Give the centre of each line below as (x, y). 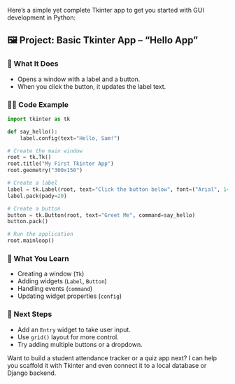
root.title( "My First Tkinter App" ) (60, 164)
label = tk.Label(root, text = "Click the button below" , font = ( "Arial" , (114, 189)
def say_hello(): (33, 131)
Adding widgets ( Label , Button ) (62, 281)
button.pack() (28, 222)
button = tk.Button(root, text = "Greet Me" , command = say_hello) (101, 215)
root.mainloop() (31, 241)
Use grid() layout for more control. (68, 337)
